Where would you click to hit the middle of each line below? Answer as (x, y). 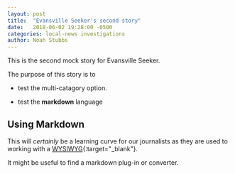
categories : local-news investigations (66, 34)
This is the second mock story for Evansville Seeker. (84, 60)
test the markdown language (60, 102)
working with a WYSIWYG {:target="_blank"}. (73, 148)
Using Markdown (46, 124)
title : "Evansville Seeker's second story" (74, 21)
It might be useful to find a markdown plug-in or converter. (93, 162)
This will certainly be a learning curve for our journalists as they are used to (118, 141)
